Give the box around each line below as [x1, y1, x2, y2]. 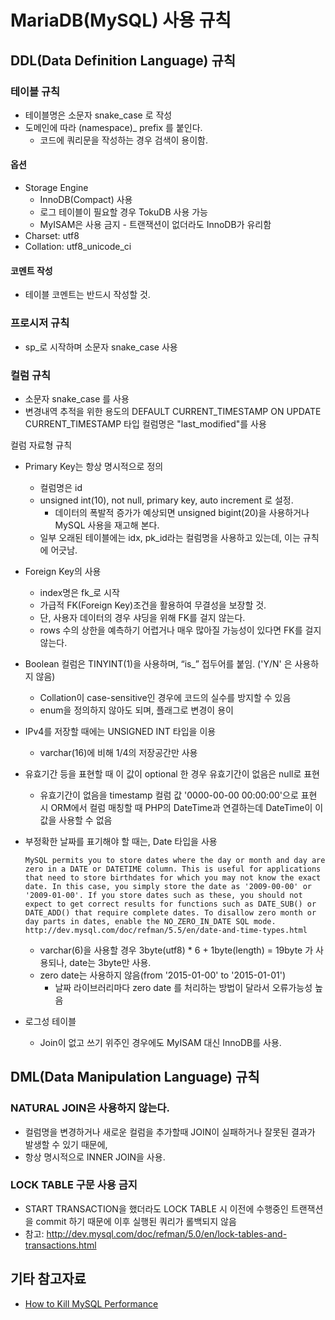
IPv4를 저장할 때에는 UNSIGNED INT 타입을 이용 [24, 725, 217, 737]
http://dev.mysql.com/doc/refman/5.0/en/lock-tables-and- [46, 1227, 288, 1240]
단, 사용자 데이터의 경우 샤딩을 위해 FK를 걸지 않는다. [39, 611, 246, 623]
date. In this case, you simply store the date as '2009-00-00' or [24, 881, 312, 891]
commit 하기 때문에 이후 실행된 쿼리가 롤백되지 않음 [35, 1215, 237, 1227]
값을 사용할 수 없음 [39, 814, 113, 826]
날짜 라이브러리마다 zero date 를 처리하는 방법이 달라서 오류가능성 [54, 981, 313, 993]
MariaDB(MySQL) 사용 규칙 [10, 9, 232, 32]
